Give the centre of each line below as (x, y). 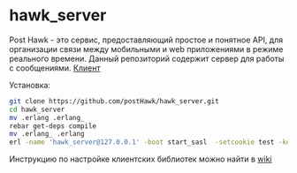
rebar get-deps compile (53, 126)
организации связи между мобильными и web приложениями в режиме (146, 49)
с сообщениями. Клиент (55, 68)
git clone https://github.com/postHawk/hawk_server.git (114, 101)
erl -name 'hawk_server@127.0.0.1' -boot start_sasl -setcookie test (142, 142)
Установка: (30, 85)
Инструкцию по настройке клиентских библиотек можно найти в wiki (141, 159)
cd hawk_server (37, 109)
